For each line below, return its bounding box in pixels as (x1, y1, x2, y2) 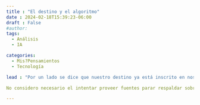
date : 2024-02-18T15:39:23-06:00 (6, 14, 92, 20)
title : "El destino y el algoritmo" (6, 8, 100, 15)
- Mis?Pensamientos (11, 58, 60, 64)
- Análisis (11, 36, 39, 42)
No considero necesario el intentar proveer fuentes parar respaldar (6, 85, 183, 91)
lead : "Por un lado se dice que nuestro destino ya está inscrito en (6, 74, 185, 80)
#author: (6, 25, 28, 31)
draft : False (6, 20, 42, 26)
